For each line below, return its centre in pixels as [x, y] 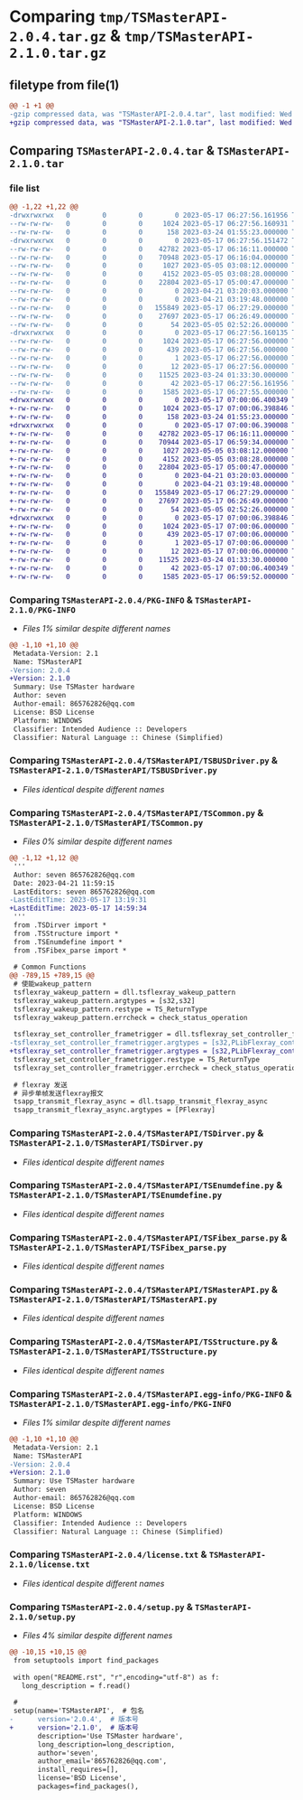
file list [25, 188]
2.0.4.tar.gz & [65, 36]
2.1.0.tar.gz [58, 54]
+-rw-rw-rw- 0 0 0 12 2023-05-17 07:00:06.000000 [149, 552]
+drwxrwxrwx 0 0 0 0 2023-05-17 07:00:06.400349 [149, 400]
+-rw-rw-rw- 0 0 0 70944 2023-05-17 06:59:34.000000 [149, 442]
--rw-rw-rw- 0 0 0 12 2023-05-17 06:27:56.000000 [149, 366]
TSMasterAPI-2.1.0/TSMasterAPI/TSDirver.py [106, 1144]
